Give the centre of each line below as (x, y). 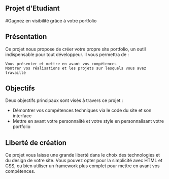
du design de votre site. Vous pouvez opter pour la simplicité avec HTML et (84, 161)
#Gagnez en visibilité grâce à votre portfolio (51, 20)
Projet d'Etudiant (32, 8)
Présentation (26, 37)
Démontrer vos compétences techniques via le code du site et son (82, 110)
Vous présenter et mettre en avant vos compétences (61, 64)
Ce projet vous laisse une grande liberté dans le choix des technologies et (83, 155)
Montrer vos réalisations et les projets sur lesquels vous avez (76, 68)
